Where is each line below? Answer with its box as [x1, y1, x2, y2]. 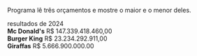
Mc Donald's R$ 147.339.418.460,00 [7, 27, 112, 35]
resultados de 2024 [7, 20, 64, 27]
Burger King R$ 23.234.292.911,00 [7, 34, 108, 43]
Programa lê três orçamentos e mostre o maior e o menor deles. [7, 6, 191, 14]
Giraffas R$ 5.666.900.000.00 [7, 42, 94, 50]
